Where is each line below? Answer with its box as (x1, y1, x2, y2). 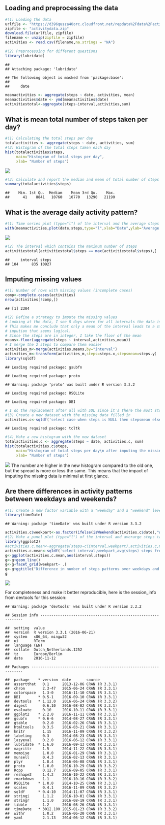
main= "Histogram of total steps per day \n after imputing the (16, 448, 146, 453)
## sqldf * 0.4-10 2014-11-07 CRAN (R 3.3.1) (5, 790, 118, 794)
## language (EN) (5, 643, 43, 648)
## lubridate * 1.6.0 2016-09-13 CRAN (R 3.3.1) (5, 742, 118, 747)
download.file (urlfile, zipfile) (5, 31, 74, 36)
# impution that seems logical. (5, 329, 71, 333)
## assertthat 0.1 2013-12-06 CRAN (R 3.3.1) (5, 682, 118, 687)
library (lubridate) (5, 53, 45, 58)
